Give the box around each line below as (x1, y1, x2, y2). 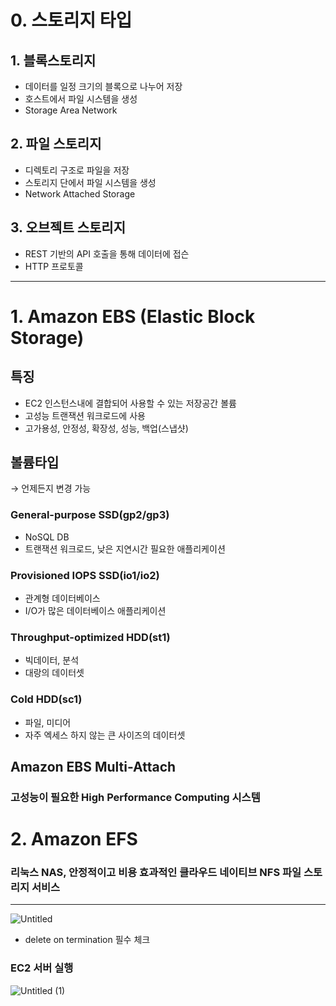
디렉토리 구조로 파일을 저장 (24, 164, 130, 176)
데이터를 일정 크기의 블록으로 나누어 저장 (24, 81, 183, 92)
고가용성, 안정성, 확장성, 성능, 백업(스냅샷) (24, 422, 189, 434)
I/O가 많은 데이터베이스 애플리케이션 (24, 605, 167, 617)
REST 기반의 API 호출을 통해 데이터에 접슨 (24, 247, 190, 260)
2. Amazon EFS (10, 828, 138, 851)
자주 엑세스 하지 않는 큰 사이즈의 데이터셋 (24, 729, 186, 741)
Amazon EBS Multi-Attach (10, 759, 177, 776)
